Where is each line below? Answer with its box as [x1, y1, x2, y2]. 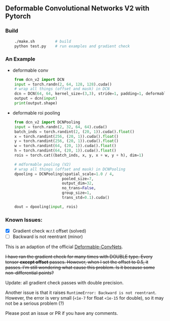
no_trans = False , [61, 186, 96, 191]
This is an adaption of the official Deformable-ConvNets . [5, 244, 123, 250]
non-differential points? [5, 270, 54, 276]
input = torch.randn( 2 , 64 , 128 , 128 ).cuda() [14, 81, 112, 87]
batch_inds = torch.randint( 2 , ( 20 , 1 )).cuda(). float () [14, 129, 135, 134]
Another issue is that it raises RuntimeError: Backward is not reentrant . [5, 289, 157, 296]
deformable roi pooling [12, 109, 61, 116]
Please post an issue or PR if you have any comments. [5, 310, 118, 316]
